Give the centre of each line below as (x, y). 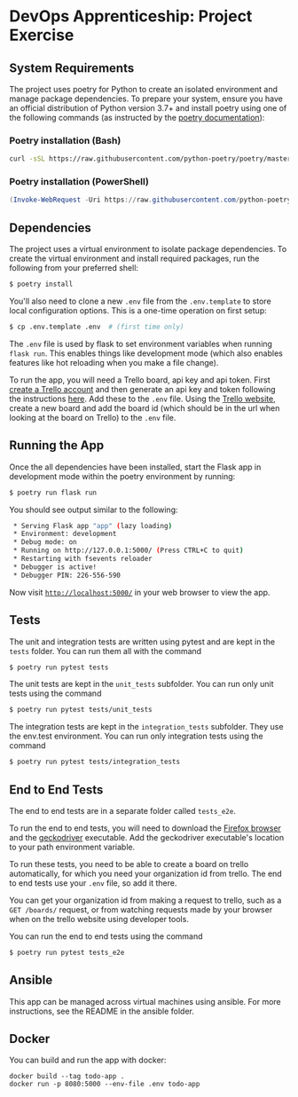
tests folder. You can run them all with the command (106, 651)
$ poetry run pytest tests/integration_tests (94, 762)
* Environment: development (65, 534)
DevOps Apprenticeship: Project (131, 16)
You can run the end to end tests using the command (106, 936)
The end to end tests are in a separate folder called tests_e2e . (123, 810)
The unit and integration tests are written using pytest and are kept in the (142, 642)
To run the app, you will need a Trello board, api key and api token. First (140, 380)
